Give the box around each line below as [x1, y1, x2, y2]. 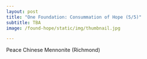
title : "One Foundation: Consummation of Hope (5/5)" [6, 14, 142, 20]
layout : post [6, 8, 39, 15]
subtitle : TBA [6, 19, 41, 25]
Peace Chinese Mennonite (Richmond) [6, 47, 101, 54]
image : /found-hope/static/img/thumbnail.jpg [6, 25, 120, 31]
